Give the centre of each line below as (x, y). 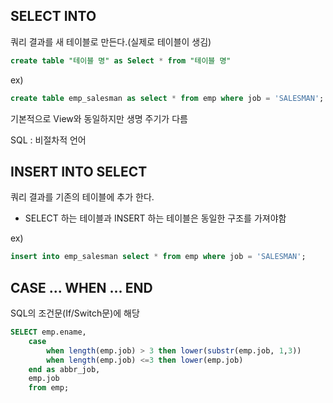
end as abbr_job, (64, 369)
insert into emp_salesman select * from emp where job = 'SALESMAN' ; (158, 257)
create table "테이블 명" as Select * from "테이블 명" (121, 60)
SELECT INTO (53, 16)
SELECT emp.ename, (48, 332)
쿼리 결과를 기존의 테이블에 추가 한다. (82, 197)
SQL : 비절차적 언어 (48, 140)
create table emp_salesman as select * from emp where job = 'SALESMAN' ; (167, 98)
